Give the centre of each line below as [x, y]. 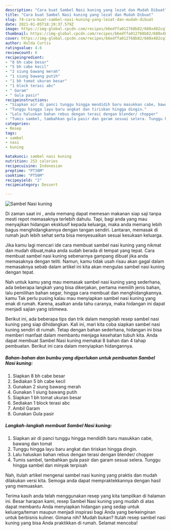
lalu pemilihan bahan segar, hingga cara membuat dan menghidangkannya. [84, 293]
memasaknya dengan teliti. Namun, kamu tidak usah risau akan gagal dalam [85, 261]
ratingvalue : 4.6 [24, 48]
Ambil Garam [26, 408]
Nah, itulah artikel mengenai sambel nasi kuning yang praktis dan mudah [81, 475]
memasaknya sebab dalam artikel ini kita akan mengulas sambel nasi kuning [85, 267]
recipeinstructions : [27, 100]
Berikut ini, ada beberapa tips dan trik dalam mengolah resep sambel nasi [82, 319]
